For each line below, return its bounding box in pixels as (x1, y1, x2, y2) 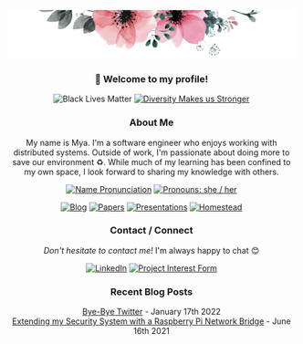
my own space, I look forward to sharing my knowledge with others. (24, 166, 279, 177)
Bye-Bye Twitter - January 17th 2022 (81, 307, 222, 318)
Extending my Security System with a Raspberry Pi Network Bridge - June (11, 316, 292, 327)
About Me (129, 116, 174, 129)
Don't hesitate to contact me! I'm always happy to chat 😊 (43, 245, 260, 255)
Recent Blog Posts (110, 285, 193, 297)
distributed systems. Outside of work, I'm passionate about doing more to (13, 147, 290, 158)
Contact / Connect (110, 224, 193, 237)
